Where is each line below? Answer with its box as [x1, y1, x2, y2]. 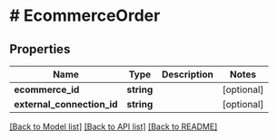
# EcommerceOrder [9, 5, 161, 26]
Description [162, 69, 213, 80]
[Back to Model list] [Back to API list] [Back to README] [9, 121, 218, 132]
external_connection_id [14, 98, 118, 110]
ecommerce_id [14, 83, 80, 96]
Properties [9, 42, 71, 57]
